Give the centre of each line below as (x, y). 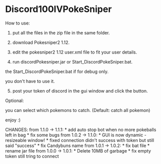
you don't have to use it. (30, 81)
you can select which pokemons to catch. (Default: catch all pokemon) (78, 110)
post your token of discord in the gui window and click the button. (80, 90)
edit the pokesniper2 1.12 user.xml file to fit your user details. (75, 52)
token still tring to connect (32, 156)
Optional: (14, 100)
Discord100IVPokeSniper (58, 9)
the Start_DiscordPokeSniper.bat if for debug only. (57, 71)
